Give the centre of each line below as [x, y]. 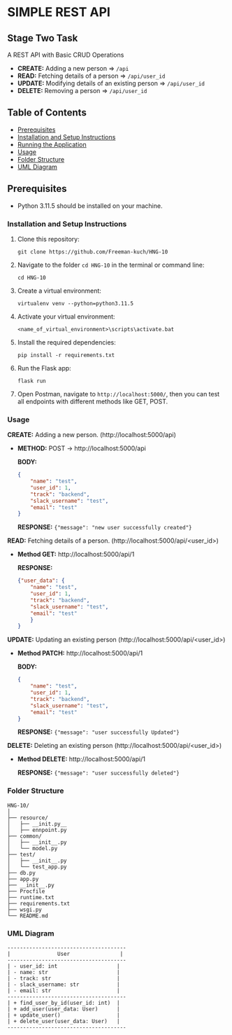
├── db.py [22, 873]
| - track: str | [64, 979]
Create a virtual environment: [59, 291]
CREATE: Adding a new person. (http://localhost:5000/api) [92, 435]
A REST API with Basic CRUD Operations [66, 55]
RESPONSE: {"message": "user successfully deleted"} [98, 773]
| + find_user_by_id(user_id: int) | [64, 1003]
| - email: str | [64, 991]
